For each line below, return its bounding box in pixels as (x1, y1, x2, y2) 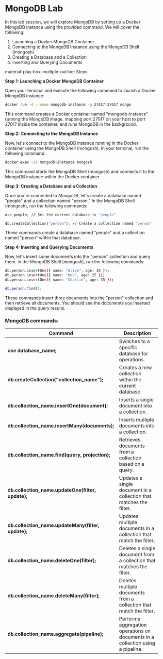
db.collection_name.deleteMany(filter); (7, 592, 100, 599)
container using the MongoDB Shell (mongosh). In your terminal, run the (5, 145, 149, 151)
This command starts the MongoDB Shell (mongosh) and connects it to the (5, 169, 155, 174)
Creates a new (119, 364, 152, 371)
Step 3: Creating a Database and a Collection (5, 183, 98, 189)
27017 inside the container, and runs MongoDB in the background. (5, 121, 137, 127)
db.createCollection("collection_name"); (7, 376, 103, 383)
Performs (119, 615, 141, 622)
